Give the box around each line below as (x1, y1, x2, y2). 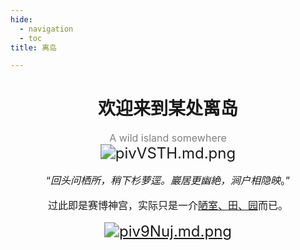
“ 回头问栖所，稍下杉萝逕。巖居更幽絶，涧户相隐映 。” (45, 174, 291, 188)
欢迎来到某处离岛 (97, 97, 238, 120)
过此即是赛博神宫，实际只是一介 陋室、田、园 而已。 (47, 199, 289, 213)
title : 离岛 (10, 42, 57, 53)
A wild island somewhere (109, 131, 227, 145)
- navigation (19, 24, 74, 34)
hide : (10, 14, 33, 25)
